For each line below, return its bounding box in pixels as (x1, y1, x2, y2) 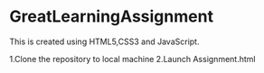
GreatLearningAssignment (9, 6, 214, 27)
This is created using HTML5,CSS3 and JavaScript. (9, 36, 200, 47)
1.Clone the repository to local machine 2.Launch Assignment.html (9, 53, 256, 64)
